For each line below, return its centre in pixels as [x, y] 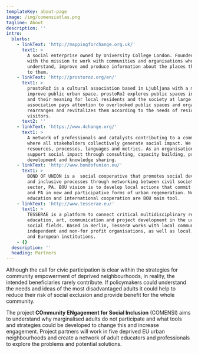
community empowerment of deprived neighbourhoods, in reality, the [90, 276]
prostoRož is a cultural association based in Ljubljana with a [108, 89]
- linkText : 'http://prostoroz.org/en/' [67, 77]
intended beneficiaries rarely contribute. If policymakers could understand [96, 282]
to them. [38, 72]
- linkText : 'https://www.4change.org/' [67, 127]
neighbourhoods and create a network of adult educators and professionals [98, 338]
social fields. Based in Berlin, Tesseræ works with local [101, 225]
